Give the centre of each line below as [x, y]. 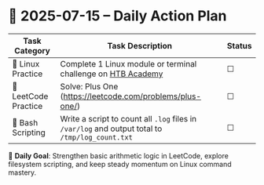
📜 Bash [25, 122]
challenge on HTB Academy [112, 74]
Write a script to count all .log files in [128, 118]
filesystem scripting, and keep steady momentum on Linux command [120, 164]
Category [33, 50]
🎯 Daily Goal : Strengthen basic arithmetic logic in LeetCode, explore [119, 155]
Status [239, 45]
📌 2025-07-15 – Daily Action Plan [117, 16]
